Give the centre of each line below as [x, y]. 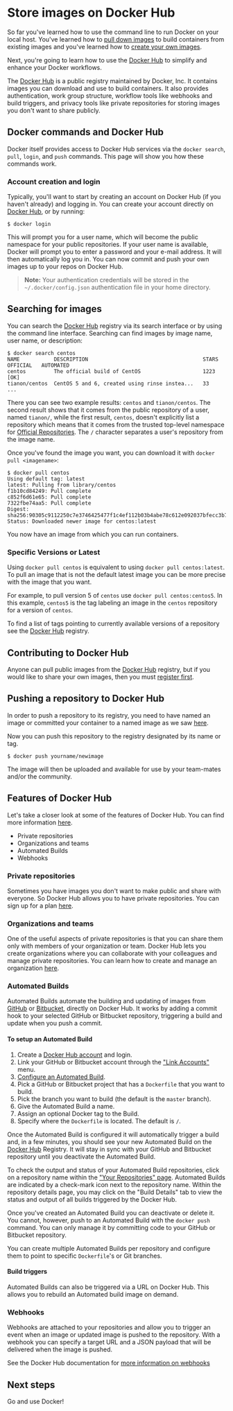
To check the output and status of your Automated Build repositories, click [113, 1170]
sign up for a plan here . [41, 906]
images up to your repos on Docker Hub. [65, 267]
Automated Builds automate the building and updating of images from [106, 1001]
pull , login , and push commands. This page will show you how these [106, 156]
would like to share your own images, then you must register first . [101, 677]
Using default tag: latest [46, 479]
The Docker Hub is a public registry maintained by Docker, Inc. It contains [112, 80]
